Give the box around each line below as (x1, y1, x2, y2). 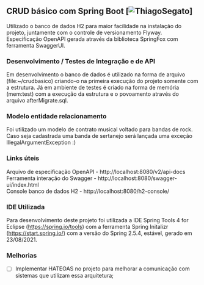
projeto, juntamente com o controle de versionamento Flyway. (6, 29, 162, 36)
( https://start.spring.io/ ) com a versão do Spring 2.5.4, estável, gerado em (6, 229, 192, 237)
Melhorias (6, 251, 37, 259)
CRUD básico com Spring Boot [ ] (6, 6, 193, 16)
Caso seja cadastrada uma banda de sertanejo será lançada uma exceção (6, 132, 192, 140)
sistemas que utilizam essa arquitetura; (15, 272, 114, 280)
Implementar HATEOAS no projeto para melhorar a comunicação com (15, 265, 191, 272)
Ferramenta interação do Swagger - (6, 175, 97, 182)
